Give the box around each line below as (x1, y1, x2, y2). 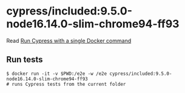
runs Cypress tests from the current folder (12, 81, 126, 87)
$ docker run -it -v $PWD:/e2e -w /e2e (6, 71, 107, 77)
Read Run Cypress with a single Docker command (6, 37, 132, 44)
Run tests (6, 54, 43, 65)
